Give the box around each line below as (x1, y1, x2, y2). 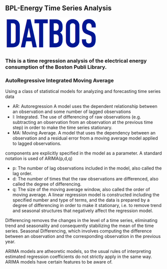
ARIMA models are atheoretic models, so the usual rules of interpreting (5, 248, 151, 254)
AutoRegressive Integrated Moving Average (5, 77, 114, 84)
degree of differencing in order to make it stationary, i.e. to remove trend (12, 202, 161, 208)
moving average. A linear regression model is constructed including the (12, 192, 160, 198)
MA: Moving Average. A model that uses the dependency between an (12, 130, 156, 136)
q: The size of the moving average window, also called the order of (12, 186, 150, 192)
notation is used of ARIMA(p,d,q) (5, 155, 73, 161)
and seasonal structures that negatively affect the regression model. (12, 207, 153, 214)
